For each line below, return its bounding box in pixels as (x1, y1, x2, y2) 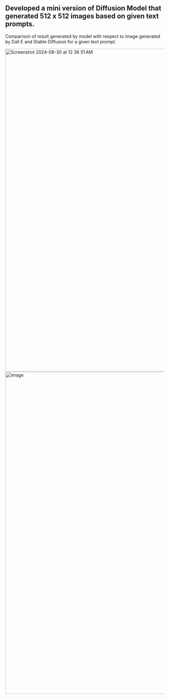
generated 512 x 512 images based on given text (5, 12, 159, 21)
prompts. (5, 20, 35, 28)
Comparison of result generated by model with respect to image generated (5, 33, 160, 39)
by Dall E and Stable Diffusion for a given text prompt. (5, 38, 117, 44)
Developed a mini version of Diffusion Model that (5, 4, 161, 13)
